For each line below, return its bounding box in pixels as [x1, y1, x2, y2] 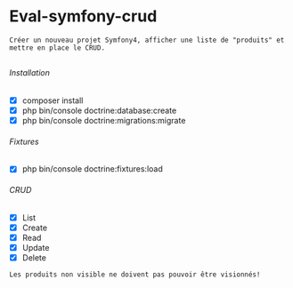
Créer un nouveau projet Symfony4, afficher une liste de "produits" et [9, 36, 285, 44]
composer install [21, 95, 84, 106]
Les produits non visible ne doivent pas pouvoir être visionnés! [9, 269, 261, 279]
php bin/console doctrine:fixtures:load [21, 164, 163, 174]
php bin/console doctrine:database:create [21, 105, 177, 116]
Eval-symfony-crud [9, 6, 158, 27]
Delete [21, 252, 47, 263]
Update [21, 242, 50, 252]
